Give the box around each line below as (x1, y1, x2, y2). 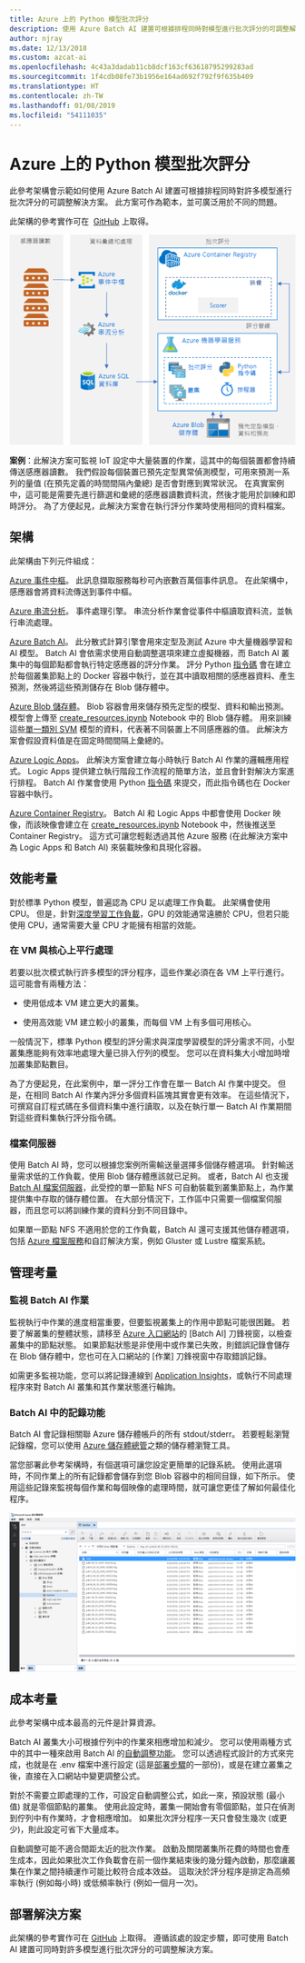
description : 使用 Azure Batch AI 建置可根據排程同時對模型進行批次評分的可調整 (9, 24, 290, 34)
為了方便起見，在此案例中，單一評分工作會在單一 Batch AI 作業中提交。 (9, 1078, 276, 1089)
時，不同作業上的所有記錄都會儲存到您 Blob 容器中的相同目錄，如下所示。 (9, 1470, 286, 1481)
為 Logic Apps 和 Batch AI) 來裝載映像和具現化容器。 (9, 842, 207, 852)
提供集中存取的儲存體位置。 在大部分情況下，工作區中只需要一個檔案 (9, 1193, 266, 1204)
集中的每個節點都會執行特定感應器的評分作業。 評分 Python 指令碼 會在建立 (9, 659, 292, 670)
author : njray (9, 34, 64, 43)
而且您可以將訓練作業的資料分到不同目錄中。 (25, 1205, 192, 1216)
